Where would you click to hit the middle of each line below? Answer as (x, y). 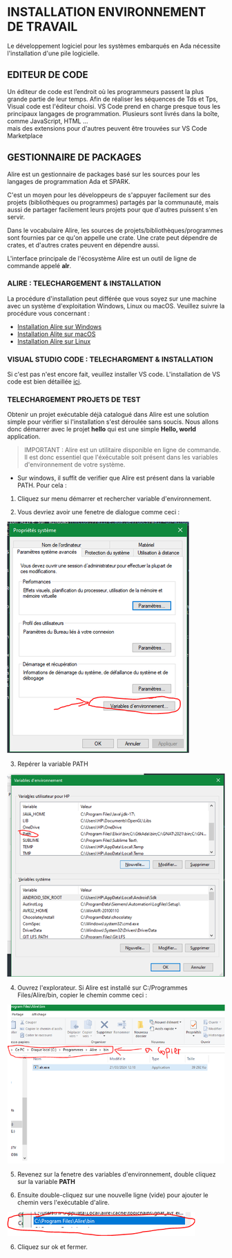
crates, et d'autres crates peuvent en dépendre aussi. (84, 245)
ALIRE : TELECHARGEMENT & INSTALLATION (84, 283)
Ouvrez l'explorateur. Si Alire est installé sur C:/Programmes (102, 988)
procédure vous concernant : (49, 313)
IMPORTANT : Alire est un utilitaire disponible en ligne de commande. (122, 450)
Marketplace (25, 135)
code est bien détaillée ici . (44, 382)
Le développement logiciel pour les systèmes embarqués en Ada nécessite (114, 46)
